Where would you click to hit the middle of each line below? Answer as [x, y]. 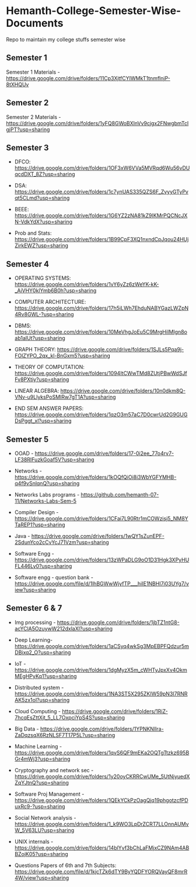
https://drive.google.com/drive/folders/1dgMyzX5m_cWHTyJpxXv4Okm [101, 670]
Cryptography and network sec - [54, 770]
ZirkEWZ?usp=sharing [41, 246]
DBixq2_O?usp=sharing [43, 652]
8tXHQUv [17, 84]
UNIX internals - [34, 841]
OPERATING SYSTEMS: [43, 278]
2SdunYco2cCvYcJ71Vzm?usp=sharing [62, 542]
